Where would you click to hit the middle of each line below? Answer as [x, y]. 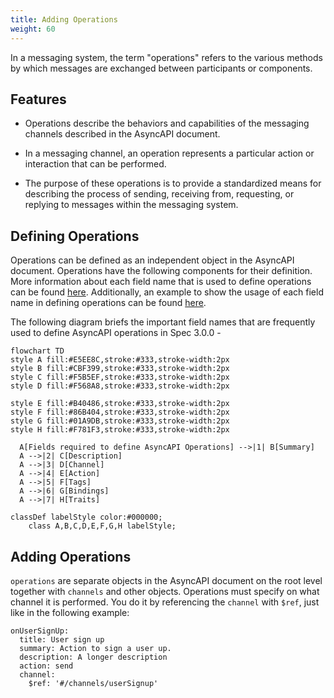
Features [38, 99]
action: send [46, 666]
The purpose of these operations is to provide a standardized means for [173, 183]
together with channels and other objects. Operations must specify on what [165, 591]
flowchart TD [37, 351]
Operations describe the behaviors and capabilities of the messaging [167, 123]
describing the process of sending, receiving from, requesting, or [159, 194]
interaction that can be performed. [95, 164]
